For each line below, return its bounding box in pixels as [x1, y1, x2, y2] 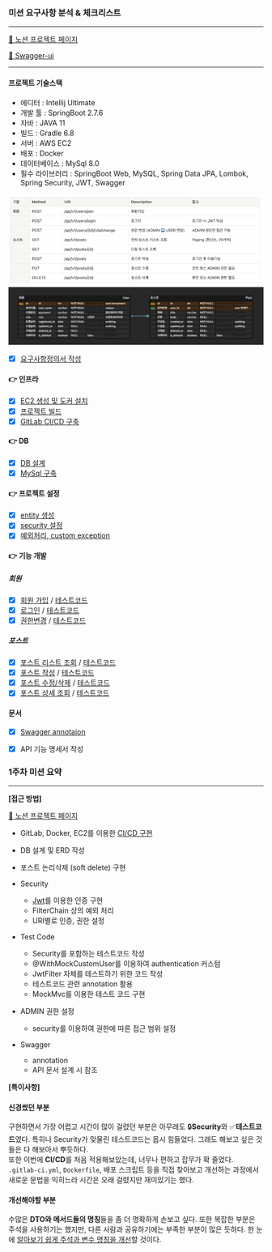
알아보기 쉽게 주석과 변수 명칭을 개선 [16, 1235, 132, 1245]
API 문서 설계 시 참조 [32, 1065, 98, 1075]
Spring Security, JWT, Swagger [19, 177, 125, 187]
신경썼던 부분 [8, 1102, 50, 1112]
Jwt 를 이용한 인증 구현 [32, 895, 104, 905]
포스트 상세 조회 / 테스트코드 [19, 688, 110, 698]
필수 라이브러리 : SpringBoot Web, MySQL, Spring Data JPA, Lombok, [19, 168, 249, 178]
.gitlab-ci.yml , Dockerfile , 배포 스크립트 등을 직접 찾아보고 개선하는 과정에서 [8, 1165, 259, 1175]
